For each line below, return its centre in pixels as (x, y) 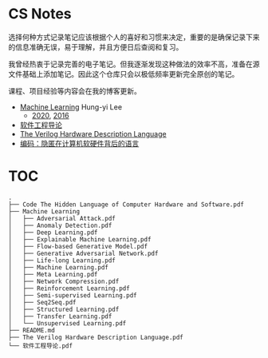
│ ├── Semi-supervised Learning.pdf (73, 295)
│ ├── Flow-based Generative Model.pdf (78, 246)
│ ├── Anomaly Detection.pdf (60, 225)
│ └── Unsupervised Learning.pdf (67, 323)
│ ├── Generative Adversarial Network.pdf (83, 253)
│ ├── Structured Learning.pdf (64, 309)
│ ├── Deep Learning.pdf (53, 233)
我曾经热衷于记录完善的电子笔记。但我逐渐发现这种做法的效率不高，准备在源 (134, 64)
